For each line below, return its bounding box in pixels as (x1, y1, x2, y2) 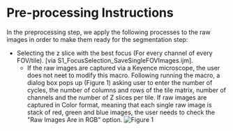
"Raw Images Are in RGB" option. (27, 115, 123, 123)
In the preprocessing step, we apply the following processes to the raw (6, 28, 211, 36)
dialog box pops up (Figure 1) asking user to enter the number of (27, 78, 213, 86)
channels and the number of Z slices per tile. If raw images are (27, 93, 207, 102)
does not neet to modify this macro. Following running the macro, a (27, 71, 220, 79)
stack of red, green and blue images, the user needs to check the (27, 108, 216, 116)
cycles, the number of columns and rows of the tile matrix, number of (27, 86, 226, 94)
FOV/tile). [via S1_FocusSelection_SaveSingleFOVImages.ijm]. (16, 56, 193, 64)
